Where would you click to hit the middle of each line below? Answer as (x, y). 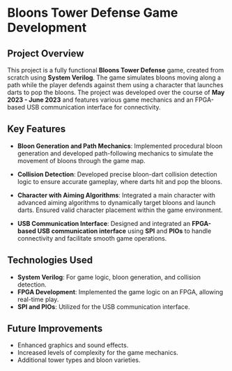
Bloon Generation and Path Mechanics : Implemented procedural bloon (120, 146)
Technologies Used (50, 260)
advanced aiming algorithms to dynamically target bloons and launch (116, 202)
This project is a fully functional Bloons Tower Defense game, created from (116, 70)
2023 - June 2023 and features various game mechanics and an (100, 100)
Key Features (37, 129)
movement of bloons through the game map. (81, 160)
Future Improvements (55, 329)
